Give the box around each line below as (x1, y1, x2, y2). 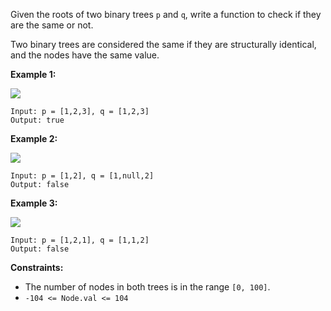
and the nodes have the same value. (10, 49, 160, 61)
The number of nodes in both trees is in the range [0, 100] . (24, 281, 271, 293)
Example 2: (10, 133, 58, 144)
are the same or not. (10, 19, 94, 31)
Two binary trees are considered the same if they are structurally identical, (10, 39, 317, 50)
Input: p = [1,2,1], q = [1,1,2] (10, 235, 150, 245)
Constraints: (10, 262, 64, 273)
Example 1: (10, 69, 57, 80)
